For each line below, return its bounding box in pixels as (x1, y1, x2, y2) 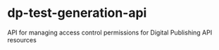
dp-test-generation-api (7, 5, 147, 21)
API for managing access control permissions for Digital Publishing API (7, 28, 213, 37)
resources (7, 35, 37, 44)
